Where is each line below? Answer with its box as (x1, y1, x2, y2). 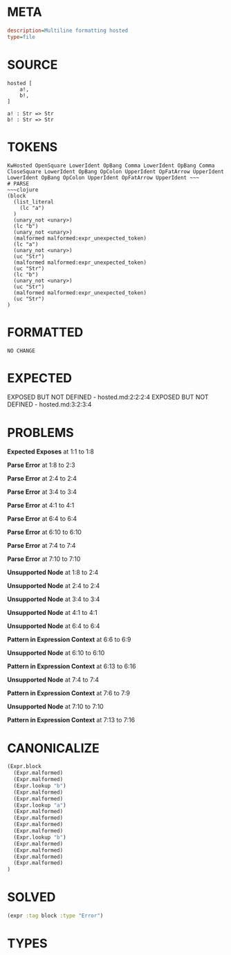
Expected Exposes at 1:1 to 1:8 (7, 447, 95, 456)
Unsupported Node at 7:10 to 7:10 (7, 702, 104, 711)
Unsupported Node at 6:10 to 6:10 (7, 649, 105, 657)
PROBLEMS (7, 425, 74, 440)
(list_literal (13, 198, 54, 205)
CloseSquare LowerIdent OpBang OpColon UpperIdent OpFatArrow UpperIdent (7, 168, 225, 175)
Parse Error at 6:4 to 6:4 (7, 515, 77, 523)
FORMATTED (7, 324, 84, 340)
